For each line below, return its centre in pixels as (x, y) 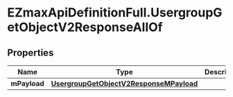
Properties (31, 53)
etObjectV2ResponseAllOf (85, 27)
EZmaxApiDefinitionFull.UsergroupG (115, 13)
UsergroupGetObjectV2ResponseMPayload (124, 84)
